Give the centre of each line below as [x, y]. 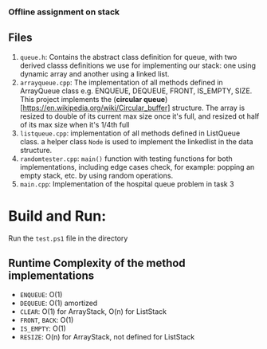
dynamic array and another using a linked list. [94, 73]
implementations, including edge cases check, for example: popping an [137, 167]
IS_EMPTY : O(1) [43, 328]
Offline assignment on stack [64, 12]
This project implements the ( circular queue [92, 99]
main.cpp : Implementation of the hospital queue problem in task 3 [127, 184]
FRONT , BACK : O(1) [47, 320]
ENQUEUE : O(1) [41, 295]
